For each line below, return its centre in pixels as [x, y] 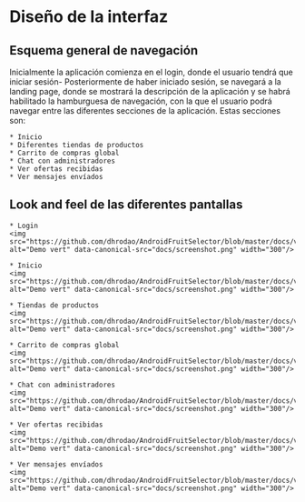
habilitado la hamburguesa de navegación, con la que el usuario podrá [141, 101]
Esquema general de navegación [103, 50]
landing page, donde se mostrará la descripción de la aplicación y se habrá [150, 91]
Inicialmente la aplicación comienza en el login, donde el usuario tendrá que [151, 72]
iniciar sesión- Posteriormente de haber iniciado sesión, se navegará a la [145, 82]
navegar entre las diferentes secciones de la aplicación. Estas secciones [145, 110]
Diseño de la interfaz [89, 17]
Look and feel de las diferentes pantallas [126, 205]
